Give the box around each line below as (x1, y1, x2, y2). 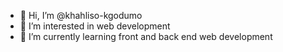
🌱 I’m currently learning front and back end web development (19, 31, 273, 42)
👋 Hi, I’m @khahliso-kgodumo (19, 10, 143, 21)
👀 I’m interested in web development (19, 20, 171, 32)
